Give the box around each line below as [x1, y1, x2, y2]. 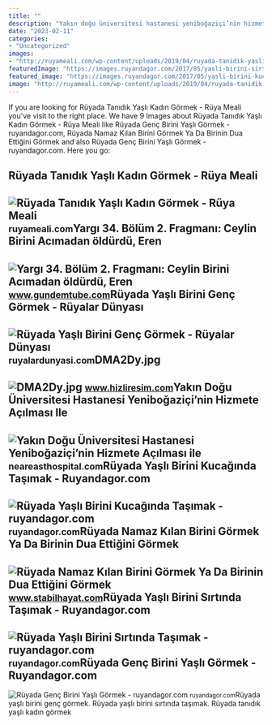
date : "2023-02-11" [8, 27, 74, 35]
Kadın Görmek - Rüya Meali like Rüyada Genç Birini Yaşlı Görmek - [8, 119, 231, 129]
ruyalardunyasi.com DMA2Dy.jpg [8, 353, 161, 367]
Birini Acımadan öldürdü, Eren [8, 235, 162, 248]
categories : [8, 34, 49, 43]
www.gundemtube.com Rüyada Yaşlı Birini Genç [8, 287, 236, 301]
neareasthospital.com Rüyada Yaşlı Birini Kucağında [8, 459, 257, 473]
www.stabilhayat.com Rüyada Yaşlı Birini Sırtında [8, 590, 242, 604]
